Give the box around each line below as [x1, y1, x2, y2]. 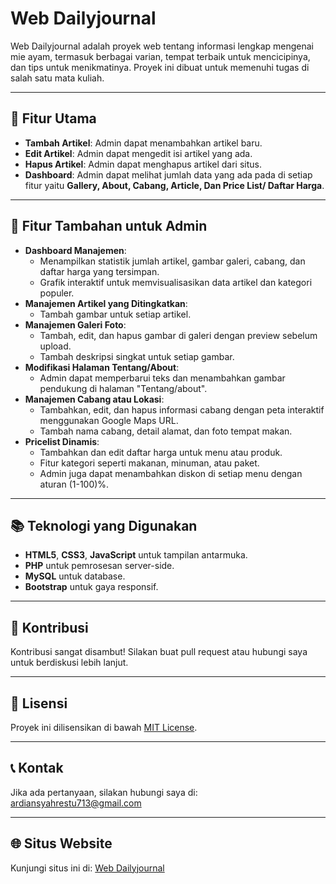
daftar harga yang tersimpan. [39, 265, 160, 277]
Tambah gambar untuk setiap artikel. [39, 308, 192, 320]
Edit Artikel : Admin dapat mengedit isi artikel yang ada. [24, 147, 253, 159]
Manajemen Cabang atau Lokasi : [24, 393, 165, 405]
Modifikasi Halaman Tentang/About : [24, 361, 180, 373]
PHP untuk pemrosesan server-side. [24, 560, 175, 572]
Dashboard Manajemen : [24, 244, 127, 256]
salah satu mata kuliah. [10, 72, 105, 84]
